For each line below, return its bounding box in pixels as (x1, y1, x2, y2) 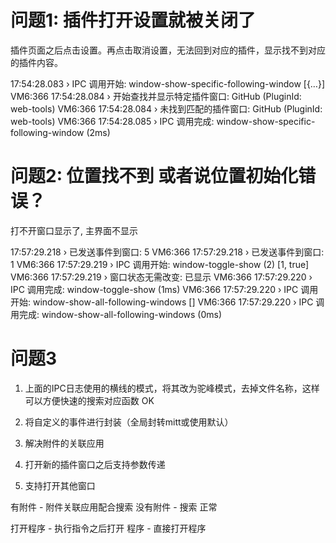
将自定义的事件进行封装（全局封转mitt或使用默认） (24, 416, 234, 428)
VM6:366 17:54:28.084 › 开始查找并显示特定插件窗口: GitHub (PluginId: (10, 90, 302, 102)
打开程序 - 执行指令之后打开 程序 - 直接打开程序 (10, 522, 207, 534)
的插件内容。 (10, 56, 63, 68)
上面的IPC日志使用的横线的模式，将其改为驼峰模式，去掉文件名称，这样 (24, 382, 320, 394)
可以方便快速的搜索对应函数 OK (24, 394, 155, 406)
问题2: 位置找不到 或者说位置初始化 (10, 165, 299, 188)
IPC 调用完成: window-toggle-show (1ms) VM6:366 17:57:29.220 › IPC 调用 (10, 283, 319, 295)
